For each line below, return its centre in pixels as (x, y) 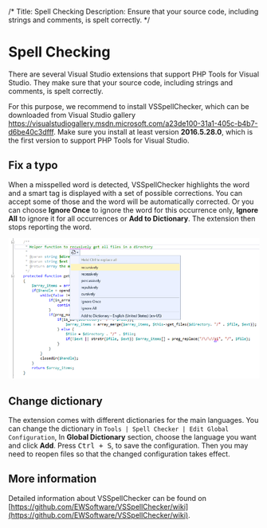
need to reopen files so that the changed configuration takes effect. (119, 454)
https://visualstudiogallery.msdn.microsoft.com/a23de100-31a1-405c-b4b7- (133, 123)
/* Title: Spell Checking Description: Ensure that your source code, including (133, 12)
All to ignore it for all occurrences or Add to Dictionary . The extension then (132, 218)
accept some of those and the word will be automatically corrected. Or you (131, 201)
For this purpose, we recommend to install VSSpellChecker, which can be (129, 106)
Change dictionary (55, 401)
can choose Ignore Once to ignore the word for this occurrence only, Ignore (133, 209)
